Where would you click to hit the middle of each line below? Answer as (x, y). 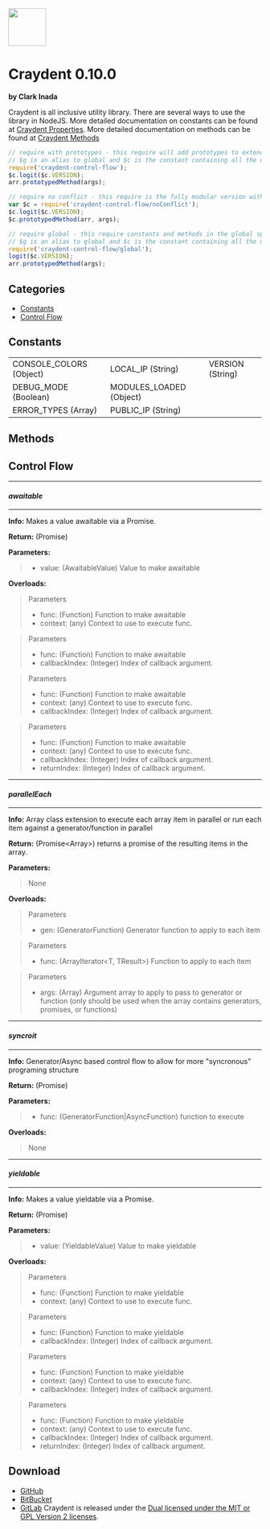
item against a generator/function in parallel (80, 828)
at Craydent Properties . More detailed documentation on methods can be (129, 129)
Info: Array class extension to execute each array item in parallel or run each (135, 819)
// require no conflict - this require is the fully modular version (127, 197)
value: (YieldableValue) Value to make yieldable (118, 1246)
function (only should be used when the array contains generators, (151, 1001)
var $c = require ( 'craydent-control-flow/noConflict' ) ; (104, 204)
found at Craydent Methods (54, 138)
